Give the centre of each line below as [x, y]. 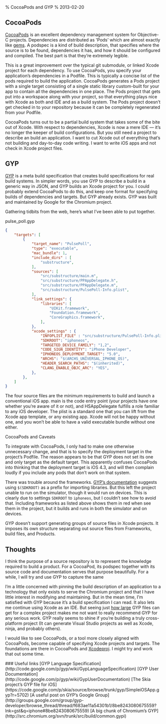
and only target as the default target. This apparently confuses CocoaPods [81, 462]
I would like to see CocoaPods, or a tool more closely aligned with [72, 638]
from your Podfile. [23, 112]
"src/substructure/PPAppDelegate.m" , [79, 285]
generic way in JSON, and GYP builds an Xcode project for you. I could [77, 186]
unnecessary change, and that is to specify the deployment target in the [79, 452]
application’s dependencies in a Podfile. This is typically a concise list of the [82, 76]
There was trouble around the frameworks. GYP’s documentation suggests [81, 482]
